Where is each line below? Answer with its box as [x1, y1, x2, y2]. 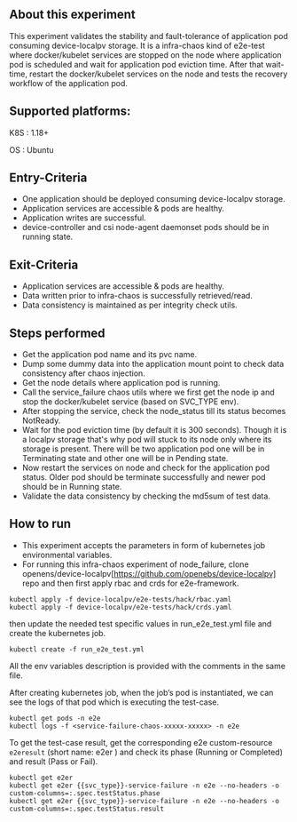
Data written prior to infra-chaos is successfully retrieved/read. [21, 291, 253, 301]
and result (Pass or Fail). [9, 755, 98, 767]
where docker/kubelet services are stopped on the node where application [9, 49, 282, 60]
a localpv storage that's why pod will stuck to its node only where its [21, 435, 272, 445]
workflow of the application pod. [9, 77, 129, 88]
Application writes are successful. [21, 212, 146, 223]
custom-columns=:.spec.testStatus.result [9, 804, 165, 813]
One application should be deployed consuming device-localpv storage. [21, 194, 285, 204]
